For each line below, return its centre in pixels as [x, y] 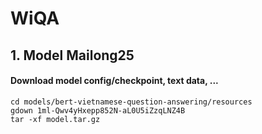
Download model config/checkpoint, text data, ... [114, 81]
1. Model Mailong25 [72, 55]
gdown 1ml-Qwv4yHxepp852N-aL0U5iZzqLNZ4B [98, 110]
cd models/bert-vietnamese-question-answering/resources [131, 102]
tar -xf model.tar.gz [55, 119]
